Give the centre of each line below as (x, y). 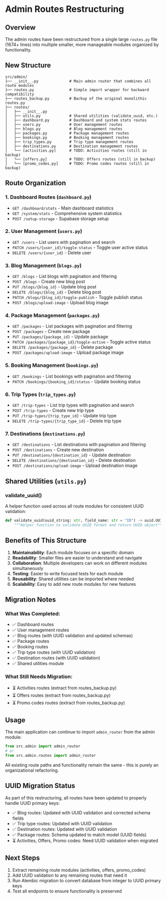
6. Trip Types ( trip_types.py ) (41, 394)
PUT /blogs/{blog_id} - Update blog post (54, 287)
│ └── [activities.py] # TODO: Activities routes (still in (76, 150)
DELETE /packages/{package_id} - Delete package (62, 347)
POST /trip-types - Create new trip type (53, 410)
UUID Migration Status (40, 786)
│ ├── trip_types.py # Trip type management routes (69, 142)
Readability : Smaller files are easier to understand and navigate (77, 558)
